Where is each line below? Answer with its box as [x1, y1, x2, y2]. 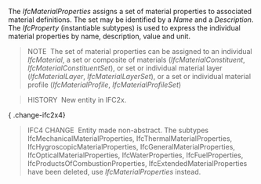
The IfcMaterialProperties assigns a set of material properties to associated [8, 7, 252, 16]
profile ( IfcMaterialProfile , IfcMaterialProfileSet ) [27, 80, 182, 89]
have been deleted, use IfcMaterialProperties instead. [27, 168, 201, 176]
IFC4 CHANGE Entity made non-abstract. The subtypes [27, 125, 209, 135]
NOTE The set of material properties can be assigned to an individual [27, 47, 252, 56]
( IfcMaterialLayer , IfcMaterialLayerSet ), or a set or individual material [27, 72, 252, 81]
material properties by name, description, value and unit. [8, 31, 190, 41]
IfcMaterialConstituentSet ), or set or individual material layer [27, 63, 223, 73]
